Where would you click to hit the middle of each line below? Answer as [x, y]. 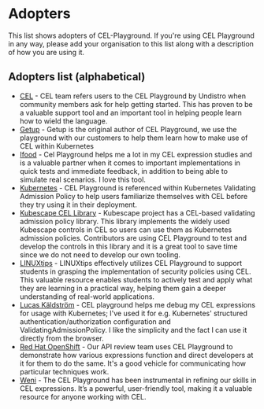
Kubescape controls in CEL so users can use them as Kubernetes [126, 230]
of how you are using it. [46, 52]
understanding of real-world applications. [87, 297]
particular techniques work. [64, 371]
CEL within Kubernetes [57, 146]
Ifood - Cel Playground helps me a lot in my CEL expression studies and [136, 154]
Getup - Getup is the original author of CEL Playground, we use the [128, 129]
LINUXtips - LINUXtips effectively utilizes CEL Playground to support [131, 263]
